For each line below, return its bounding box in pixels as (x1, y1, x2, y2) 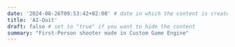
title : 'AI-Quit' (7, 17, 58, 23)
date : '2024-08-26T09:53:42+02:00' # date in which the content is (7, 10, 208, 17)
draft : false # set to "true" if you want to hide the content (7, 23, 196, 30)
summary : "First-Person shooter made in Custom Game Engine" (7, 29, 190, 37)
